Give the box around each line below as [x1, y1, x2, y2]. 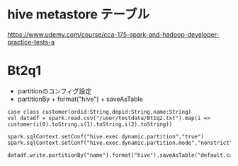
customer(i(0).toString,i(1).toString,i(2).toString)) [7, 121, 173, 128]
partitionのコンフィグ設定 [17, 86, 92, 95]
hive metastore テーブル [7, 6, 150, 23]
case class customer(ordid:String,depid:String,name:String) [7, 108, 192, 115]
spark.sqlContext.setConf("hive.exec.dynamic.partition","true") [7, 133, 204, 140]
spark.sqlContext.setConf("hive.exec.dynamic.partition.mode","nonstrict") [7, 139, 236, 146]
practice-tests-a [7, 37, 55, 46]
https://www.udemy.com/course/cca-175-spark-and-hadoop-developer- [7, 30, 220, 39]
